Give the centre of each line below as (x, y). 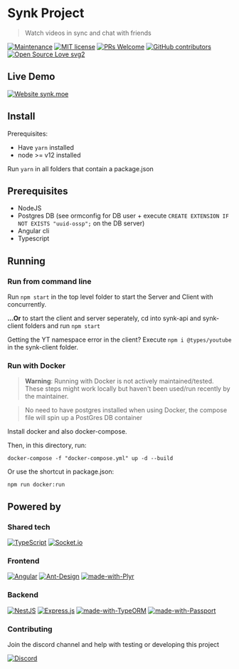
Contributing (30, 629)
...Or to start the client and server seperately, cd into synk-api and (104, 318)
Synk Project (46, 13)
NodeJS (30, 208)
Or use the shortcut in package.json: (61, 471)
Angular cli (33, 231)
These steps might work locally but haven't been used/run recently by (127, 389)
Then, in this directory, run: (47, 445)
